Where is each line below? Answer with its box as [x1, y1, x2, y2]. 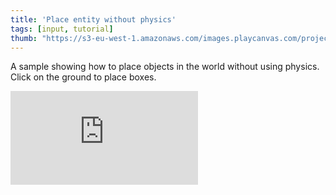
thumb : [10, 33, 38, 43]
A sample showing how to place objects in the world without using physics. [10, 61, 320, 73]
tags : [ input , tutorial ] [10, 24, 114, 34]
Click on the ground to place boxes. [10, 71, 157, 83]
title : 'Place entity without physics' [10, 14, 177, 25]
